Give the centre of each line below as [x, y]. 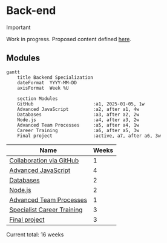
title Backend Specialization [55, 77]
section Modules [38, 98]
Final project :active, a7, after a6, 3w [89, 136]
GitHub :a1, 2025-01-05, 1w [81, 104]
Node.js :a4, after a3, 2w [78, 120]
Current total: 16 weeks [35, 235]
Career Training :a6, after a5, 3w [78, 130]
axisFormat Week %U [43, 88]
